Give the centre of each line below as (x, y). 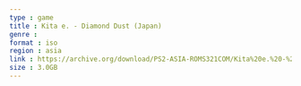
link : (21, 59)
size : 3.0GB (34, 68)
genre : (24, 34)
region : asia (36, 51)
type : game (31, 17)
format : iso (34, 43)
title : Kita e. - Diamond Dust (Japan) (86, 26)
